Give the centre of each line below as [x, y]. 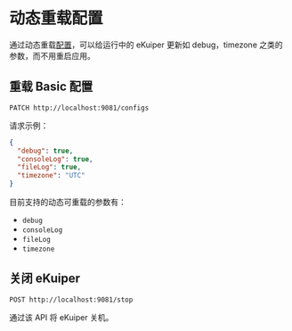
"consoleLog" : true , [55, 159]
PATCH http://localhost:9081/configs [79, 108]
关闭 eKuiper [45, 279]
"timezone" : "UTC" [52, 176]
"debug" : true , [45, 151]
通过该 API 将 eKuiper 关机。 [61, 317]
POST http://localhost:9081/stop [71, 300]
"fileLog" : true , [49, 167]
